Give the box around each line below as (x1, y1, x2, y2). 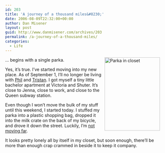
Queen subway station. (5, 92, 52, 98)
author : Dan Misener (5, 21, 48, 26)
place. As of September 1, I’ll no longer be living (5, 71, 102, 77)
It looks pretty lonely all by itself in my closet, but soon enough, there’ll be (5, 137, 154, 143)
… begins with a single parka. (5, 57, 65, 63)
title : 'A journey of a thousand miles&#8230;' (5, 12, 105, 17)
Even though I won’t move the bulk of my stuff (5, 102, 98, 108)
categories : (5, 39, 29, 44)
